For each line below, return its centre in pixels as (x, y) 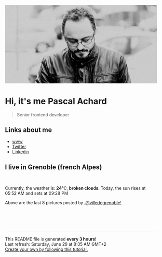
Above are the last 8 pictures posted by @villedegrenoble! (63, 203)
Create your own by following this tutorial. (47, 249)
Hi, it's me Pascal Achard (56, 101)
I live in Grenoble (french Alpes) (54, 167)
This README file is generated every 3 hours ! (51, 239)
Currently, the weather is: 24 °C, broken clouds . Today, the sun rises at (75, 188)
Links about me (28, 130)
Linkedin (20, 152)
